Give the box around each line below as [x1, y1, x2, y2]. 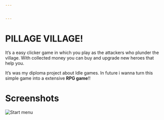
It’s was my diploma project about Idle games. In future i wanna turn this [5, 69, 153, 75]
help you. [5, 60, 24, 66]
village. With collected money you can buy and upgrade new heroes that [5, 54, 154, 60]
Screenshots [5, 92, 59, 104]
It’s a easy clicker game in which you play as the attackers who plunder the [5, 49, 160, 55]
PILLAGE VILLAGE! [5, 33, 83, 44]
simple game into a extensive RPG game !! [5, 75, 91, 81]
